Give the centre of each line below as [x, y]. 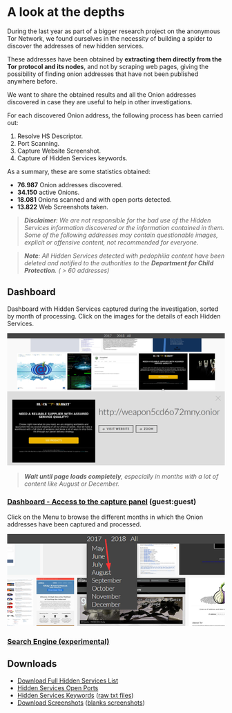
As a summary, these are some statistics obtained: [79, 171]
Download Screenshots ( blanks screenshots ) [81, 703]
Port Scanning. [38, 143]
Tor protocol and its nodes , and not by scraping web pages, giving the [108, 66]
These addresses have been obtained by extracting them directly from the [115, 59]
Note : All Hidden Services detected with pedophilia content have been [124, 256]
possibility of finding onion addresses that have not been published [103, 74]
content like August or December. [71, 484]
